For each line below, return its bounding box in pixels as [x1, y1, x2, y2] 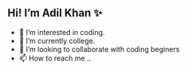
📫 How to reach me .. [18, 53, 92, 63]
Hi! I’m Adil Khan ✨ [7, 6, 103, 20]
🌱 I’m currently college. [18, 36, 96, 45]
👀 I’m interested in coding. [18, 27, 105, 37]
